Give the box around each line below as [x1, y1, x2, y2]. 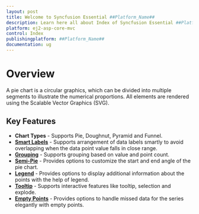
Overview [6, 67, 55, 80]
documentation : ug [6, 42, 52, 48]
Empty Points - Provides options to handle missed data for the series [14, 194, 184, 202]
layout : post [6, 8, 38, 15]
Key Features [6, 116, 56, 127]
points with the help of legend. [14, 176, 89, 183]
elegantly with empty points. [14, 201, 84, 208]
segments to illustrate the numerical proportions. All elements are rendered [6, 93, 190, 100]
